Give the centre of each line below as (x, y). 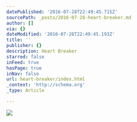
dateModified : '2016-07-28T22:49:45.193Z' (61, 34)
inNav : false (23, 74)
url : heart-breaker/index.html (46, 79)
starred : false (25, 57)
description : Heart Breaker (42, 51)
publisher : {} (24, 46)
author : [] (20, 23)
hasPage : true (24, 68)
